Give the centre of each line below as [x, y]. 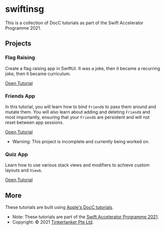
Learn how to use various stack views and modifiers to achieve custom [77, 165]
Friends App [20, 96]
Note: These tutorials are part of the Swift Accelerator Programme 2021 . [85, 217]
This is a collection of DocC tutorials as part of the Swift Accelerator [74, 23]
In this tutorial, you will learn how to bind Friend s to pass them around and [81, 107]
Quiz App [17, 154]
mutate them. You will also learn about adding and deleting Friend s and [78, 112]
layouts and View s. [24, 170]
